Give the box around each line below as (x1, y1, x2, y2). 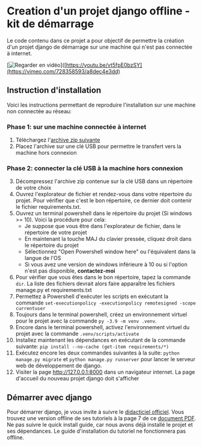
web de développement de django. (15, 362, 102, 370)
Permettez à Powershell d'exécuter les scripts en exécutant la (15, 293, 169, 300)
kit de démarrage (7, 17, 94, 31)
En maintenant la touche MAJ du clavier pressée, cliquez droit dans (24, 235, 192, 243)
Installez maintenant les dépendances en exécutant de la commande (15, 336, 186, 344)
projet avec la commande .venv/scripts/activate (15, 330, 139, 338)
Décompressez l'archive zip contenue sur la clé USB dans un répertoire (15, 178, 193, 185)
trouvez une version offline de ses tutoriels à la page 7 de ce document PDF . (7, 415, 197, 422)
